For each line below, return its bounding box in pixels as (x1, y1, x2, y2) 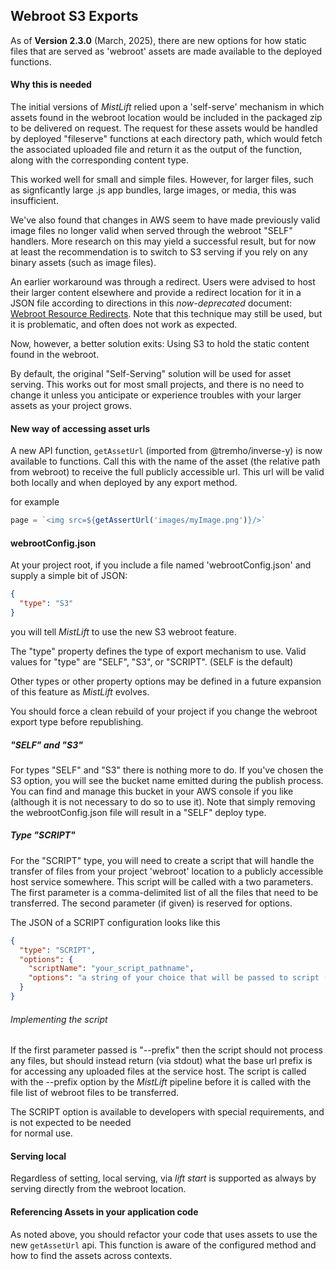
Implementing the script (10, 1013, 108, 1025)
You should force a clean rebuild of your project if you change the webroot (10, 705, 318, 717)
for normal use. (10, 1127, 73, 1139)
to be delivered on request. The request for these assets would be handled (10, 122, 318, 134)
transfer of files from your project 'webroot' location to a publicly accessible (10, 865, 324, 877)
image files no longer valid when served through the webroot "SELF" (10, 225, 293, 237)
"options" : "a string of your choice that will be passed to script (28, 973, 320, 983)
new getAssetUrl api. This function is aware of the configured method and (10, 1239, 317, 1251)
